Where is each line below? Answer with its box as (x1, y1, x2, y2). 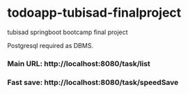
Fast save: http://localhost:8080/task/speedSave (7, 77, 179, 87)
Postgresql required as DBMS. (7, 41, 94, 49)
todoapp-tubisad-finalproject (7, 5, 182, 21)
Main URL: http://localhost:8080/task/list (7, 58, 151, 68)
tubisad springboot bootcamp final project (7, 28, 128, 36)
